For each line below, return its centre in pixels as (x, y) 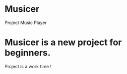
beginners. (28, 53)
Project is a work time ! (28, 66)
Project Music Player (26, 23)
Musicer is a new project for (63, 42)
